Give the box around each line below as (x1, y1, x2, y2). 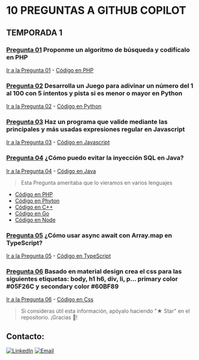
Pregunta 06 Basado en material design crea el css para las (6, 267, 182, 275)
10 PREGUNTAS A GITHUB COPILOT (6, 4, 186, 17)
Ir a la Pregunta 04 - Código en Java (6, 167, 97, 175)
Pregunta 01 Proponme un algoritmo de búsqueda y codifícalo (6, 46, 190, 54)
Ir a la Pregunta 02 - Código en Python (6, 103, 102, 110)
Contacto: (6, 331, 45, 341)
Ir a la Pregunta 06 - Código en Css (6, 296, 94, 303)
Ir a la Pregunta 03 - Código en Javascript (6, 139, 110, 146)
